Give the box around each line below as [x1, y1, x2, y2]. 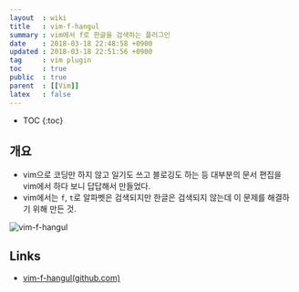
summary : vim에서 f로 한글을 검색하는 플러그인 [9, 30, 171, 39]
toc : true [9, 65, 67, 74]
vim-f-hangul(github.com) [22, 273, 121, 284]
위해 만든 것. [32, 203, 77, 214]
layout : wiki [9, 13, 67, 23]
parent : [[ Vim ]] [9, 81, 79, 90]
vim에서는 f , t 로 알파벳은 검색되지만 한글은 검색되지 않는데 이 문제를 [22, 193, 266, 203]
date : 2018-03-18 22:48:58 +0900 [9, 38, 153, 48]
